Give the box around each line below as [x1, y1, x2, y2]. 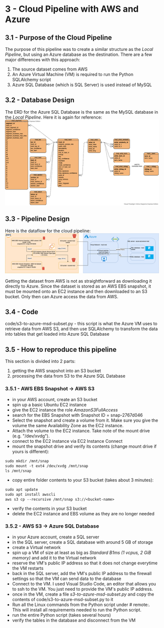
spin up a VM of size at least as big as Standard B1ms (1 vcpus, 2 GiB [12, 550, 151, 556]
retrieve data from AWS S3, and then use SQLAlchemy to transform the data [5, 326, 158, 332]
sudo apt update [5, 487, 38, 492]
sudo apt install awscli [5, 492, 56, 497]
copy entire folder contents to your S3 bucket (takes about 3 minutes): [12, 477, 154, 483]
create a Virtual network [12, 544, 61, 550]
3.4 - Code [5, 308, 39, 316]
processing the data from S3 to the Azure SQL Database [12, 373, 125, 379]
